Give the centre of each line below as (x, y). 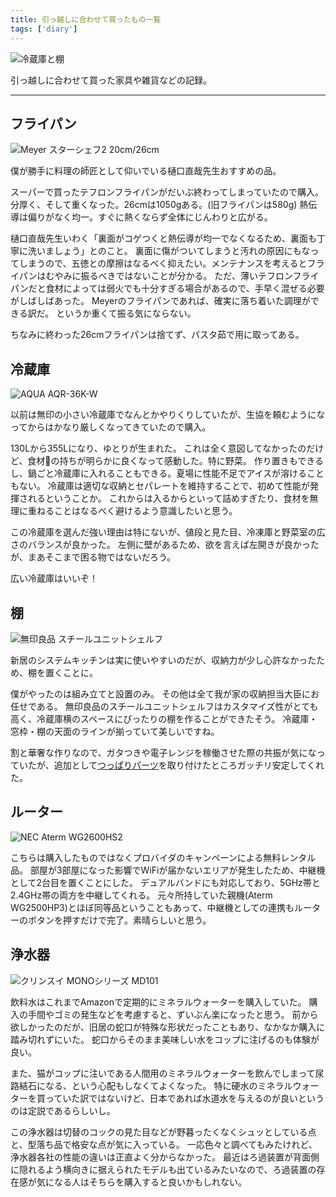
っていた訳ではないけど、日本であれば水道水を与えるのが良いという (184, 1098)
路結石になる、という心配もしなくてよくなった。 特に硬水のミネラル (151, 1085)
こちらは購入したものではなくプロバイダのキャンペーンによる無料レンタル (163, 857)
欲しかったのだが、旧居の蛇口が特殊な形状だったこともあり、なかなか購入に (168, 1027)
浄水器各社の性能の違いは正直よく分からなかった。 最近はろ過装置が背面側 (165, 1157)
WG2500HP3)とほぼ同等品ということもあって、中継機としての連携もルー (161, 907)
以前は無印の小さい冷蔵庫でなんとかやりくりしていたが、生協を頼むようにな (168, 415)
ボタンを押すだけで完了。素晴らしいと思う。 (119, 920)
